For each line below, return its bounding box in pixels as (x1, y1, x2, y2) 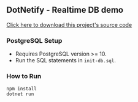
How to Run (6, 72, 42, 81)
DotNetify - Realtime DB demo (6, 5, 124, 15)
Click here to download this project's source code (6, 21, 132, 28)
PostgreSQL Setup (6, 36, 63, 45)
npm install (6, 86, 37, 92)
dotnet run (6, 91, 34, 97)
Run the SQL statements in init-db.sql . (15, 57, 117, 64)
